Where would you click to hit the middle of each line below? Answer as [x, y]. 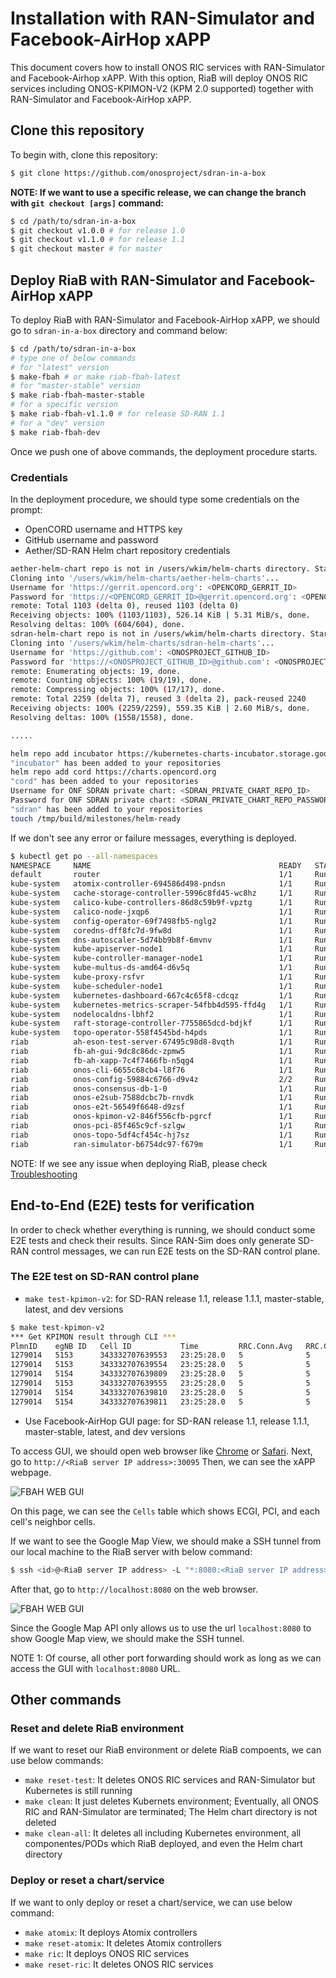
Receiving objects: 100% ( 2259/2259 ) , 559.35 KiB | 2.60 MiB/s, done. [160, 708]
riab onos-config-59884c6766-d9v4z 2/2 [151, 1079]
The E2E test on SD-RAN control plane [105, 1277]
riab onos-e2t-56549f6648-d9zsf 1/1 [151, 1107]
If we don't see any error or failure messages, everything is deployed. [153, 838]
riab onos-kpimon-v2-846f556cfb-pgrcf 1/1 [151, 1117]
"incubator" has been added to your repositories [116, 763]
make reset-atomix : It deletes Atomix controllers [123, 1943]
